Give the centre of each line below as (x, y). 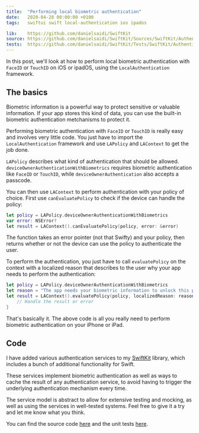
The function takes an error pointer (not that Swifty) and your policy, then (95, 237)
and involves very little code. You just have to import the (75, 137)
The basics (27, 93)
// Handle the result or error (55, 302)
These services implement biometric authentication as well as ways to (92, 375)
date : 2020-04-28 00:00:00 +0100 (50, 17)
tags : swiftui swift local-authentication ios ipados (76, 23)
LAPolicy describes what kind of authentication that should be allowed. (93, 161)
